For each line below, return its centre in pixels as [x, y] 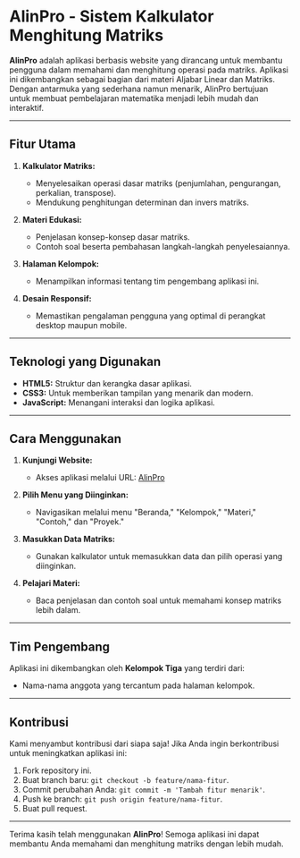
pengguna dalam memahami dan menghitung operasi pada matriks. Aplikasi [149, 70]
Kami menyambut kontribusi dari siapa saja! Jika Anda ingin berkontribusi [144, 743]
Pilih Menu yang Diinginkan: [75, 495]
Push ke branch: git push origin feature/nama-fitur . [122, 799]
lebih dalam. [58, 610]
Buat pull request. [54, 808]
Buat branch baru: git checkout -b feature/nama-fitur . [125, 780]
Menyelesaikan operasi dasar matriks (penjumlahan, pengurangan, [158, 183]
